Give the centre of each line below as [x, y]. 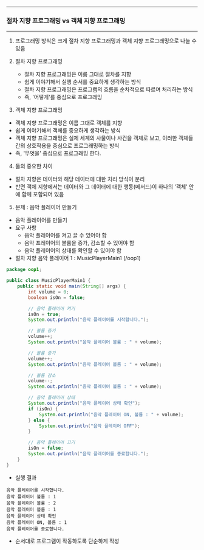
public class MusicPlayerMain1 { [49, 281]
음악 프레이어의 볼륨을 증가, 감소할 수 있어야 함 [79, 243]
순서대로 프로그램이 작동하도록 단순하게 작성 [67, 541]
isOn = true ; [45, 314]
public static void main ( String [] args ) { [72, 286]
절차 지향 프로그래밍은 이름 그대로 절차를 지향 [78, 74]
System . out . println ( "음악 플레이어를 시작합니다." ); [88, 320]
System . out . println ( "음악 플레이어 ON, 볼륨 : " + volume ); [111, 414]
